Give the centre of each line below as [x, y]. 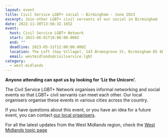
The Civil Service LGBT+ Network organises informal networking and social [82, 89]
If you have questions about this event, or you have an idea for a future [78, 110]
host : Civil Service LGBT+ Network [47, 33]
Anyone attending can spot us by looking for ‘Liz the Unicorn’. [70, 80]
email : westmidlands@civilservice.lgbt [51, 56]
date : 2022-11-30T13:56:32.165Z [39, 24]
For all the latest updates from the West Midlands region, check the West [80, 125]
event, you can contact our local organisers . [50, 115]
